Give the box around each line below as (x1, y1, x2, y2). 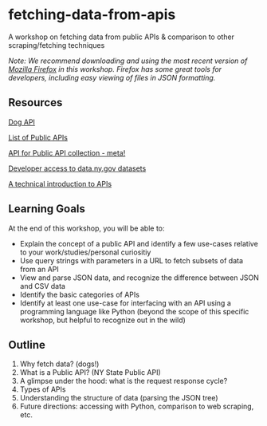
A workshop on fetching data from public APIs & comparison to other (8, 32, 235, 41)
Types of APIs (19, 385, 66, 394)
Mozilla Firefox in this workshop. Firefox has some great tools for (8, 64, 222, 73)
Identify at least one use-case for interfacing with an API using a (19, 298, 231, 308)
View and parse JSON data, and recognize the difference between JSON (19, 273, 259, 282)
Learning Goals (8, 202, 86, 216)
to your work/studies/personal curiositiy (19, 247, 151, 257)
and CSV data (19, 281, 66, 290)
